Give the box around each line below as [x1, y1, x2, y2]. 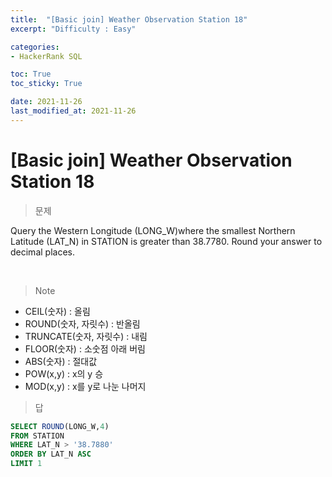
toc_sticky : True [10, 79, 83, 89]
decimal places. [10, 246, 75, 258]
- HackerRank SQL [10, 51, 83, 61]
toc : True [10, 69, 52, 80]
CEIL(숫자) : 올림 [24, 305, 91, 317]
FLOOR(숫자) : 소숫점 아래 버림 [24, 342, 146, 355]
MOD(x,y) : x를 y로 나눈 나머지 [24, 380, 147, 392]
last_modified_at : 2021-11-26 [10, 106, 137, 116]
